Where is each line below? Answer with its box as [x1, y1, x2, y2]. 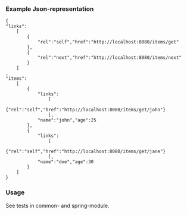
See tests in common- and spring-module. [5, 202, 110, 209]
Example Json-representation [5, 5, 94, 13]
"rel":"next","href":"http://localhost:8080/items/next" [37, 55, 182, 61]
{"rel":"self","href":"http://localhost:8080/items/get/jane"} [5, 148, 166, 155]
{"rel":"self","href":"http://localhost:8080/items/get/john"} [5, 107, 166, 113]
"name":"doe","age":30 [37, 159, 94, 165]
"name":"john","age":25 [37, 117, 96, 123]
